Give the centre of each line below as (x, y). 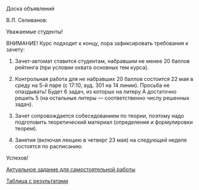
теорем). (26, 128)
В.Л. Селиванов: (27, 20)
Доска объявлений (30, 9)
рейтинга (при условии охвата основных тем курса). (82, 67)
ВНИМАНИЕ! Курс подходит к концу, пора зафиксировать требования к (97, 43)
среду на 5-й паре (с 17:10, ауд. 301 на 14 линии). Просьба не (92, 85)
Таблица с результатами (37, 181)
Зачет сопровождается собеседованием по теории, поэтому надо (99, 116)
